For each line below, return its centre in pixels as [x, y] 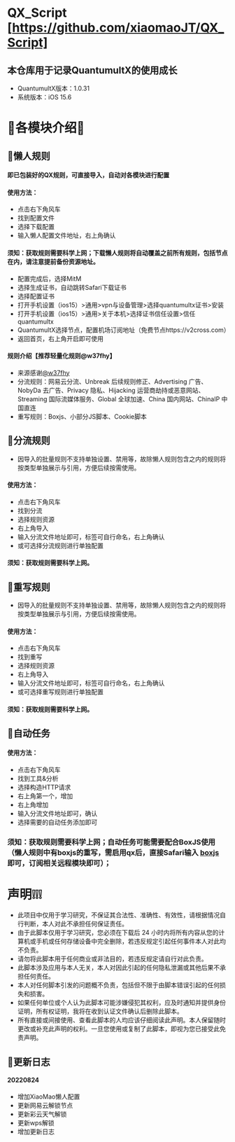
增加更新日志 [36, 1131]
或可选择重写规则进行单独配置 [60, 692]
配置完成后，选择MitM [49, 279]
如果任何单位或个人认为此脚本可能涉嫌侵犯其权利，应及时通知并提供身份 [121, 1003]
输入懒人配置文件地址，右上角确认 [66, 235]
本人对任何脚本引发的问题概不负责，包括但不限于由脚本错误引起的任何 [119, 985]
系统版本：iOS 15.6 [44, 97]
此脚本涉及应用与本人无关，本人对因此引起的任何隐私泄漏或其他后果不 [119, 968]
